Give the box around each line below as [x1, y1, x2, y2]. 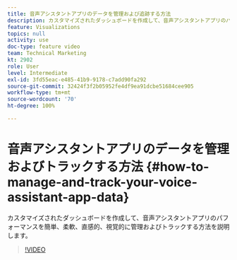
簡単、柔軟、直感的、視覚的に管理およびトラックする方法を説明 [44, 222, 230, 230]
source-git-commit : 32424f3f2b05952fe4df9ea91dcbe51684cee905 [7, 83, 194, 90]
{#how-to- [145, 159, 209, 175]
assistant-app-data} [7, 189, 130, 206]
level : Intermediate [7, 69, 68, 76]
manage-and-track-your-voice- [7, 175, 197, 191]
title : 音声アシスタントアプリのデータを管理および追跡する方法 [7, 10, 171, 18]
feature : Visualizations [7, 23, 80, 30]
